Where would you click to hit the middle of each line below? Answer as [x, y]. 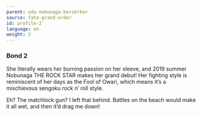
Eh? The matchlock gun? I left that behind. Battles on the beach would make [101, 100]
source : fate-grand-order [39, 18]
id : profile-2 [24, 23]
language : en [23, 29]
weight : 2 [19, 35]
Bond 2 [17, 56]
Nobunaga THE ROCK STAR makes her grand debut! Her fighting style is [97, 75]
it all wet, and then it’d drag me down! [53, 106]
